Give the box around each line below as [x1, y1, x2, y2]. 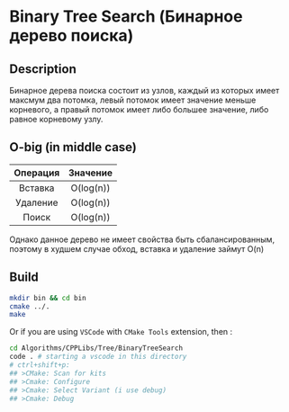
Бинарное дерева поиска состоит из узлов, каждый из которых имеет [9, 85, 280, 95]
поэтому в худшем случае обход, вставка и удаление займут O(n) [9, 243, 265, 254]
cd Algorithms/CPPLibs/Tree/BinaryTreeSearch [9, 344, 183, 353]
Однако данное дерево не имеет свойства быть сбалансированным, [9, 234, 275, 245]
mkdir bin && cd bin [9, 293, 87, 302]
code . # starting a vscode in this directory [9, 353, 187, 362]
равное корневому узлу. [9, 114, 104, 124]
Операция [14, 166, 60, 179]
